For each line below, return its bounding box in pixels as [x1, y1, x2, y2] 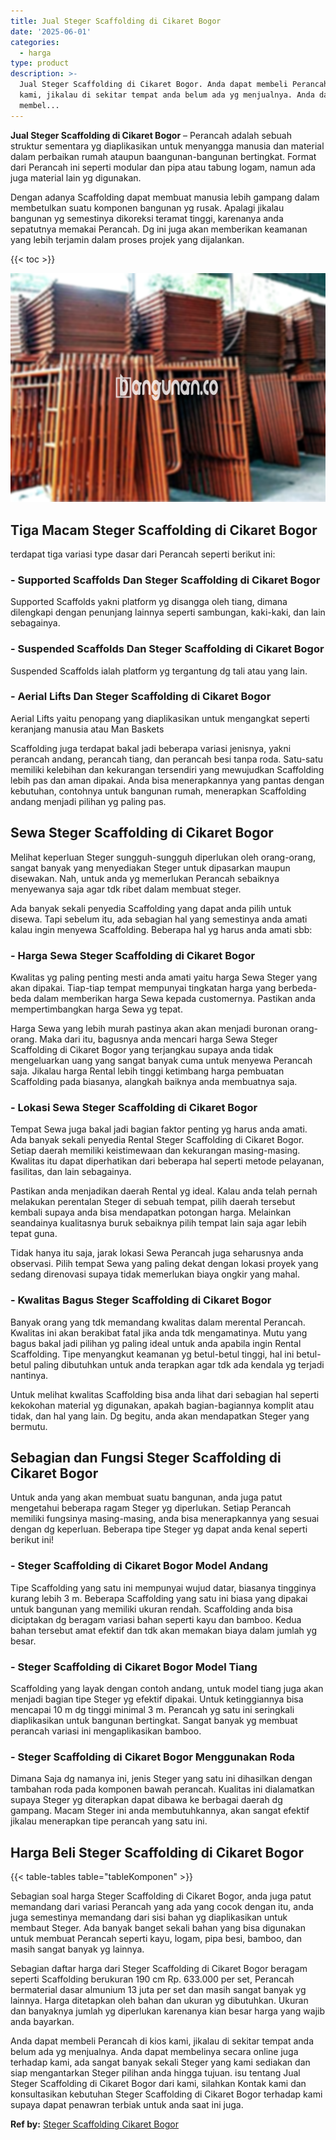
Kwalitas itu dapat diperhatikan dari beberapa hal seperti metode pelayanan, [10, 1155, 325, 1167]
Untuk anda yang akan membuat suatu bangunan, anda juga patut [10, 1491, 283, 1504]
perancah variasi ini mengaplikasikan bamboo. [10, 1725, 202, 1737]
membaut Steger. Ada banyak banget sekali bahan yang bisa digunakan [10, 1922, 306, 1934]
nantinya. [10, 1369, 49, 1381]
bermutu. [10, 1420, 48, 1432]
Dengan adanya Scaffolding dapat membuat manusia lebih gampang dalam [10, 191, 320, 203]
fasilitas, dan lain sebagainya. [10, 1166, 132, 1178]
